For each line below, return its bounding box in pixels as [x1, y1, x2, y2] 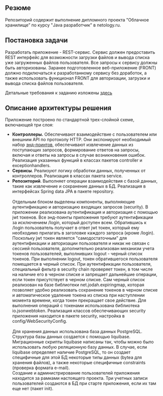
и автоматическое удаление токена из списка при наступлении [12, 292, 145, 298]
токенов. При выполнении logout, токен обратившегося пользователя [12, 256, 158, 262]
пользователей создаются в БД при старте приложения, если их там [12, 380, 157, 386]
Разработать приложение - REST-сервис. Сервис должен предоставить [5, 49, 156, 55]
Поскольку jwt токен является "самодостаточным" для [12, 235, 127, 241]
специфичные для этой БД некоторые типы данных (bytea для [12, 354, 142, 360]
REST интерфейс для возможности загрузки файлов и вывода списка [5, 54, 150, 60]
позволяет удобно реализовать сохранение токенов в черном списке [12, 287, 158, 293]
